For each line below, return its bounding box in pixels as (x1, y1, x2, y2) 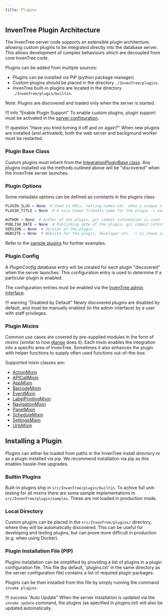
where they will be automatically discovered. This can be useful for (5, 524, 143, 530)
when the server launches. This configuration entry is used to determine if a (5, 269, 161, 275)
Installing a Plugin (5, 437, 62, 445)
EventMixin (12, 390, 36, 396)
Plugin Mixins (5, 322, 39, 329)
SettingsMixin (12, 417, 41, 423)
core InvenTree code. (5, 55, 49, 61)
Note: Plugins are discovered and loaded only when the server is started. (5, 100, 155, 106)
